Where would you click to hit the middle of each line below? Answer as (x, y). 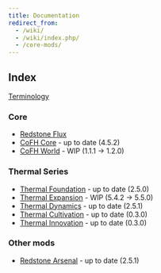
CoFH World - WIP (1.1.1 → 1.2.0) (72, 151)
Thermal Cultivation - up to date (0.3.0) (84, 214)
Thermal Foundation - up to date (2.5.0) (84, 189)
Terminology (29, 96)
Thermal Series (38, 171)
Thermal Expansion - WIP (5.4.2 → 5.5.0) (86, 197)
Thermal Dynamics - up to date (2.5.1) (81, 206)
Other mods (32, 243)
